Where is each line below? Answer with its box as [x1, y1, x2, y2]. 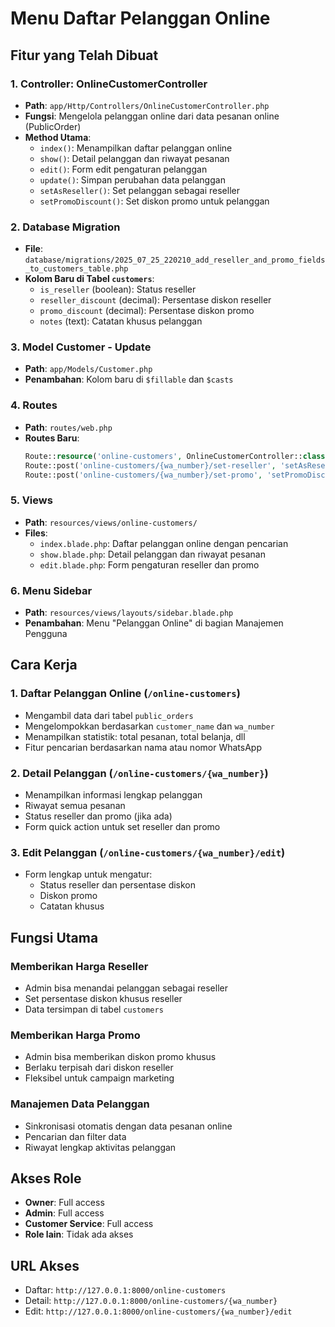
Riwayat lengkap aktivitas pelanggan [24, 1141, 177, 1153]
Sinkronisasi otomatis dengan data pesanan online [24, 1120, 233, 1132]
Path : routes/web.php [24, 421, 113, 433]
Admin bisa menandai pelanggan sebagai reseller [24, 982, 228, 994]
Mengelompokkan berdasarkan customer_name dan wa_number [24, 720, 275, 732]
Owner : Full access [24, 1197, 105, 1209]
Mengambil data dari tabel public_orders [24, 709, 194, 721]
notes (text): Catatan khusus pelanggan [39, 315, 203, 327]
